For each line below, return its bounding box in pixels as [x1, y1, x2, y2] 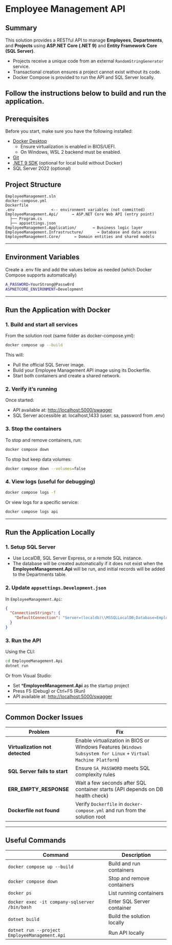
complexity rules [75, 771, 115, 778]
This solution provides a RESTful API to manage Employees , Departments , [5, 37, 164, 43]
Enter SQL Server [108, 898, 150, 905]
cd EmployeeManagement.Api [5, 658, 63, 664]
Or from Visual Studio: [5, 672, 52, 678]
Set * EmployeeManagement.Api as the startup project [12, 682, 130, 689]
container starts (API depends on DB [75, 786, 163, 793]
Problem [29, 728, 50, 735]
